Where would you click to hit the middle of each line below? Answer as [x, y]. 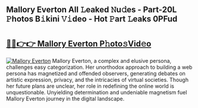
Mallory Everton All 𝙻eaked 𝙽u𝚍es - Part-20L [92, 10]
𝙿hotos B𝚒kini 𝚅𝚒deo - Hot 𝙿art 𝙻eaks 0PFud [92, 19]
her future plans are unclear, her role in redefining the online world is [90, 86]
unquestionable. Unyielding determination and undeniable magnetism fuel [97, 92]
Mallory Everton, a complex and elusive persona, [112, 61]
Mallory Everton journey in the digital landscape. [65, 99]
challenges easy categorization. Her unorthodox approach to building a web [99, 67]
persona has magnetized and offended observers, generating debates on [96, 73]
